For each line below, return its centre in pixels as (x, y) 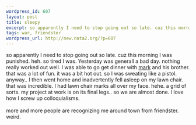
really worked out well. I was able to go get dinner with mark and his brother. (98, 67)
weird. (14, 117)
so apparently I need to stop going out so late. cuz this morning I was (89, 55)
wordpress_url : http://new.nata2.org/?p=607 (61, 38)
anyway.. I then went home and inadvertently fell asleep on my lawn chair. (95, 80)
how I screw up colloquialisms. (43, 98)
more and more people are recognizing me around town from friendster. (92, 110)
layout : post (22, 17)
